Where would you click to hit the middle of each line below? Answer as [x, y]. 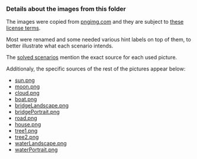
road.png [26, 118]
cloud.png [27, 93]
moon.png [27, 87]
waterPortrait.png [36, 150]
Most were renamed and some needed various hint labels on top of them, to [98, 40]
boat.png [26, 99]
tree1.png [26, 131]
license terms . [23, 28]
